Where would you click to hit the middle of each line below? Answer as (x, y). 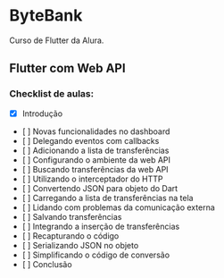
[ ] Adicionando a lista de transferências (95, 150)
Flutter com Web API (68, 68)
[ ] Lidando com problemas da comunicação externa (119, 207)
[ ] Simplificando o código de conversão (96, 255)
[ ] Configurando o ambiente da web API (96, 160)
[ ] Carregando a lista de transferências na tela (108, 198)
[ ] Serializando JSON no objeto (80, 245)
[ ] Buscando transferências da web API (95, 169)
